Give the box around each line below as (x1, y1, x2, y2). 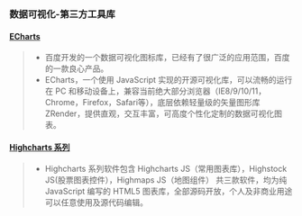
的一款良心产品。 (44, 63, 109, 74)
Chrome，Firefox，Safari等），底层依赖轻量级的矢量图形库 (44, 97, 261, 108)
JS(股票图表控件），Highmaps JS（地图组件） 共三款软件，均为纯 (44, 175, 288, 185)
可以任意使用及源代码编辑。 (44, 197, 149, 208)
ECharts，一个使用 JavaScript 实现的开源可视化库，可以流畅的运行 (44, 75, 293, 85)
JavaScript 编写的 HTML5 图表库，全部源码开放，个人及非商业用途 (44, 186, 293, 197)
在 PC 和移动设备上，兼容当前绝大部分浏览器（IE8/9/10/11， (44, 85, 267, 96)
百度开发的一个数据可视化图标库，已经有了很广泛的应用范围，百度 (44, 52, 290, 63)
